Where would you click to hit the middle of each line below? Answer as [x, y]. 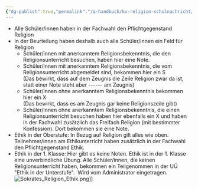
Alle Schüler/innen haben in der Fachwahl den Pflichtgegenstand [93, 28]
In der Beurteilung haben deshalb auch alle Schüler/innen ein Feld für [98, 41]
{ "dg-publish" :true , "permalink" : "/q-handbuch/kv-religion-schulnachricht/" [101, 11]
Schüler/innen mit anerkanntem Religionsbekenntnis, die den [97, 53]
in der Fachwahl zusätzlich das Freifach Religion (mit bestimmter [102, 122]
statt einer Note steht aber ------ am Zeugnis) [79, 85]
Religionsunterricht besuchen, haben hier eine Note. [86, 60]
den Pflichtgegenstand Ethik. [49, 147]
